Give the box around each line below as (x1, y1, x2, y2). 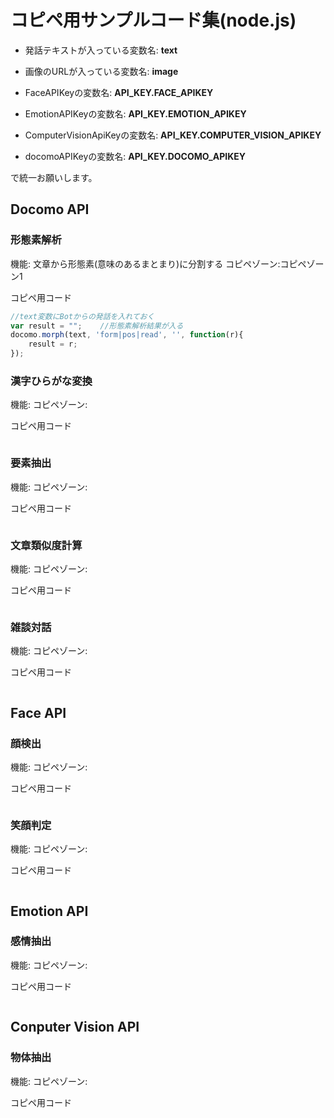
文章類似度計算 (10, 538, 83, 552)
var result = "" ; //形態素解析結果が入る (10, 321, 184, 331)
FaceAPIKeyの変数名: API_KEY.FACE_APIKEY (24, 86, 214, 98)
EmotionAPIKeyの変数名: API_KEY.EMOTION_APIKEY (24, 107, 247, 120)
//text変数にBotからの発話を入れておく (10, 311, 155, 321)
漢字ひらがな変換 (10, 374, 93, 388)
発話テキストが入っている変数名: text (24, 44, 178, 56)
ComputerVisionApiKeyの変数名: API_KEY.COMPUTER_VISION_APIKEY (24, 129, 322, 141)
